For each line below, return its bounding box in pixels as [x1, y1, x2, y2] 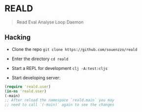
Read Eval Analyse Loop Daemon [16, 19, 84, 25]
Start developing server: [11, 74, 61, 81]
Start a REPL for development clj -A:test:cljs [11, 65, 108, 71]
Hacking [4, 33, 31, 42]
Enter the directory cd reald [11, 56, 69, 62]
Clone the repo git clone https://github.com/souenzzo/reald [11, 46, 138, 52]
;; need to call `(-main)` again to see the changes [4, 102, 115, 108]
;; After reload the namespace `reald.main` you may [4, 98, 115, 103]
